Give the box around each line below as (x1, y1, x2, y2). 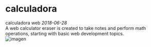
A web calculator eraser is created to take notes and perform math (5, 25, 146, 31)
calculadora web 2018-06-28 (5, 20, 67, 26)
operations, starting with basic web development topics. (5, 30, 124, 36)
